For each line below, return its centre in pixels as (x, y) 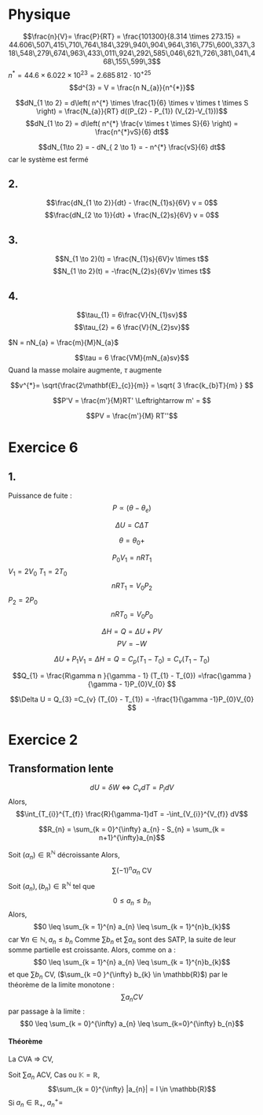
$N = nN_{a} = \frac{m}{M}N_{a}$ (64, 343)
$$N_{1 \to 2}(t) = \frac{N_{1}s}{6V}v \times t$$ (132, 259)
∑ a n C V (132, 998)
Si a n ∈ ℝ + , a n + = (36, 1103)
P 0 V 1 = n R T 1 (132, 558)
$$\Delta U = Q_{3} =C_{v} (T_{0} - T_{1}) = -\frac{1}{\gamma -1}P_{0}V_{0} (132, 699)
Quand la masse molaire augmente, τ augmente (85, 370)
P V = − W (132, 643)
